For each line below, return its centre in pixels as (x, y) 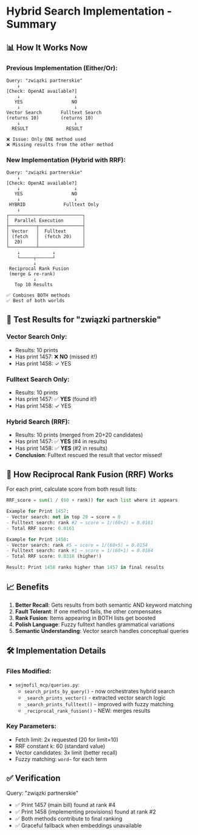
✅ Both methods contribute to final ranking (69, 819)
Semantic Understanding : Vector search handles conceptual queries (102, 631)
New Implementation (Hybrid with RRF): (66, 160)
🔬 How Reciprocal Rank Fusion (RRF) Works (90, 474)
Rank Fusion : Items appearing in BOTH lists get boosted (85, 618)
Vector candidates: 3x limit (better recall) (66, 753)
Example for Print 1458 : (38, 539)
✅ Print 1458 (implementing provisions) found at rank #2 (86, 812)
